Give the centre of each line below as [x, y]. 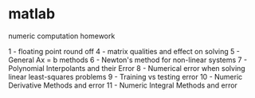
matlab [32, 14]
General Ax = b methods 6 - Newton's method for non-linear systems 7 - [128, 60]
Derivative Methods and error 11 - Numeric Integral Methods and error [123, 85]
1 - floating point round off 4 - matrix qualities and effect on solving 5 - [124, 51]
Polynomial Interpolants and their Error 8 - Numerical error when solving [127, 68]
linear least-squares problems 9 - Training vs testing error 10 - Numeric [126, 76]
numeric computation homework [62, 36]
